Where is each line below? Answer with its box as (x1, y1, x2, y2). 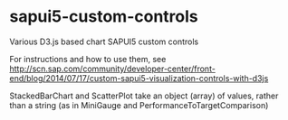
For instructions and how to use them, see (9, 53, 167, 64)
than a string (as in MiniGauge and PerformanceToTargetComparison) (9, 99, 269, 110)
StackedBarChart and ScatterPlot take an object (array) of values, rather (9, 90, 279, 101)
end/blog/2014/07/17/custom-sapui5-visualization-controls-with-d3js (9, 72, 269, 83)
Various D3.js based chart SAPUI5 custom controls (9, 36, 199, 47)
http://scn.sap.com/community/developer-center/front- (9, 63, 216, 74)
